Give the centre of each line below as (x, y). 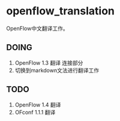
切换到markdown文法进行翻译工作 (57, 70)
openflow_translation (61, 11)
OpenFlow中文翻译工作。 (37, 28)
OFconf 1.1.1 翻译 (35, 112)
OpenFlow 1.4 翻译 (38, 105)
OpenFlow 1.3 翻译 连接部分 (49, 63)
